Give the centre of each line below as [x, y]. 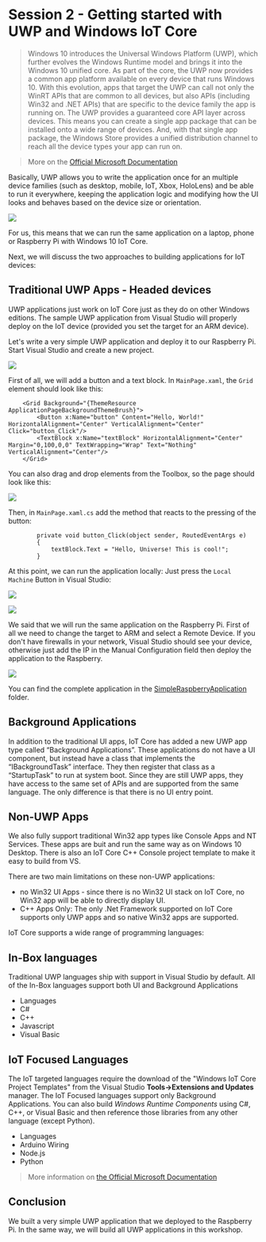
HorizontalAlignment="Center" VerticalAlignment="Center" [106, 424]
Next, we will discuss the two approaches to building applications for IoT [127, 257]
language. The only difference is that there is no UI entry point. [111, 791]
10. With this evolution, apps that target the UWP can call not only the [141, 87]
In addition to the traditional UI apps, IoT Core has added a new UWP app [128, 741]
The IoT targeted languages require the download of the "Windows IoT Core [132, 1079]
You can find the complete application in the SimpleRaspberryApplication [128, 688]
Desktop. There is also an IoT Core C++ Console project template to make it [132, 853]
